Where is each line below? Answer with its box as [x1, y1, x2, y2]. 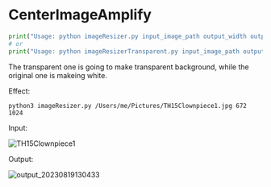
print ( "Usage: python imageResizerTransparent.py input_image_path [8, 47, 240, 56]
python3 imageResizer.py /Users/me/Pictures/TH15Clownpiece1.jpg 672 [8, 102, 248, 110]
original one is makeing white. [8, 70, 107, 80]
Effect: [8, 86, 31, 96]
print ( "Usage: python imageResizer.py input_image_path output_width [8, 32, 248, 40]
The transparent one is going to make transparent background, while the [8, 62, 249, 72]
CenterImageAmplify [8, 6, 152, 24]
